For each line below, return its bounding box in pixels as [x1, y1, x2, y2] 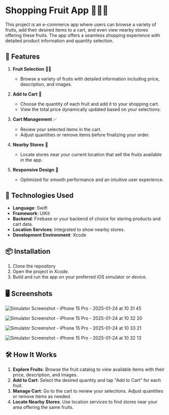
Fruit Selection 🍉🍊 [12, 66, 52, 72]
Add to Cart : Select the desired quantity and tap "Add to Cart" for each [12, 377, 161, 383]
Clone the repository [12, 263, 56, 269]
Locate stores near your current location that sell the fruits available [20, 151, 162, 157]
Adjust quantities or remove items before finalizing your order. [20, 132, 150, 138]
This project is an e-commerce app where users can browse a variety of [5, 21, 156, 27]
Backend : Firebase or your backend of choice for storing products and [12, 216, 161, 222]
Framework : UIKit [12, 210, 50, 216]
